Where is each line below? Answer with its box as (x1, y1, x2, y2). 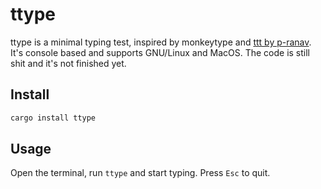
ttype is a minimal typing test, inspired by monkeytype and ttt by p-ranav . (10, 36, 312, 48)
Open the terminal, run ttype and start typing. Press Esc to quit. (10, 167, 271, 179)
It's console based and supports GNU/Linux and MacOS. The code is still (10, 46, 310, 58)
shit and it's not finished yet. (10, 57, 127, 69)
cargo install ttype (10, 113, 97, 123)
